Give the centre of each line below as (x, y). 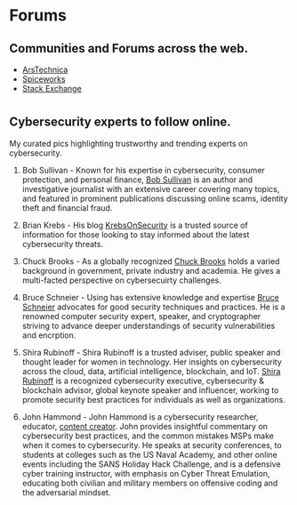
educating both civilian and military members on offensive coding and (150, 483)
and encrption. (49, 335)
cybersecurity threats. (63, 244)
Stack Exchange (52, 88)
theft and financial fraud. (67, 208)
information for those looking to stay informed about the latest (136, 234)
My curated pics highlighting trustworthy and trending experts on (128, 143)
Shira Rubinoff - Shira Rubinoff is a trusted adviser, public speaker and (151, 352)
